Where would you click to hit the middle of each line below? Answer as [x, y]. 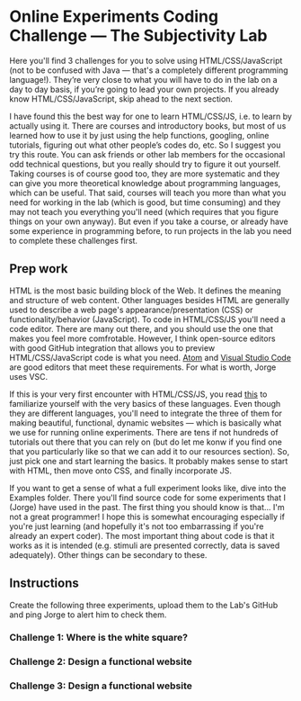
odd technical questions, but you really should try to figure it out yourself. [145, 164]
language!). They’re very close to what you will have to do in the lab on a [143, 79]
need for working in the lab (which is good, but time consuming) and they [145, 202]
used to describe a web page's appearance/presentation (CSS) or [131, 310]
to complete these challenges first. [73, 240]
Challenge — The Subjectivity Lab [138, 36]
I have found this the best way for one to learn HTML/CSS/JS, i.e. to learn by [150, 116]
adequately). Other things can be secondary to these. [108, 554]
